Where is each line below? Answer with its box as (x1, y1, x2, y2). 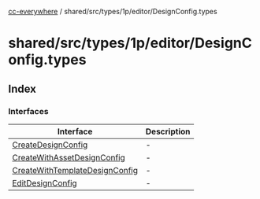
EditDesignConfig (12, 177, 77, 188)
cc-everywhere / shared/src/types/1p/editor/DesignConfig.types (8, 7, 218, 16)
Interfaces (8, 105, 49, 116)
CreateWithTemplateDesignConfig (12, 164, 139, 175)
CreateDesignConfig (12, 139, 88, 150)
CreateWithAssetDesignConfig (12, 152, 126, 163)
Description (145, 126, 191, 137)
